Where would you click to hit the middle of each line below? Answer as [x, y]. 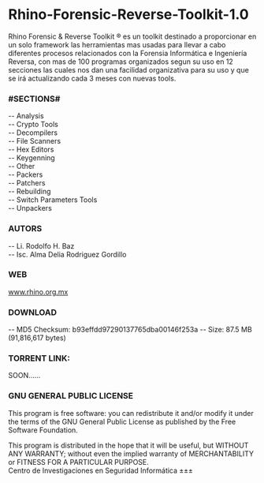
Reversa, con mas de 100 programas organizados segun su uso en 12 [121, 62]
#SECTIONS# [34, 99]
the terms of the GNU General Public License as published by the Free [122, 421]
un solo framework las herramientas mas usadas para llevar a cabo [117, 44]
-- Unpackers [30, 208]
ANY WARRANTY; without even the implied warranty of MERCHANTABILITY [131, 453]
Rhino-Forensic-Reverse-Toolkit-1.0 [129, 15]
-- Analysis [26, 116]
